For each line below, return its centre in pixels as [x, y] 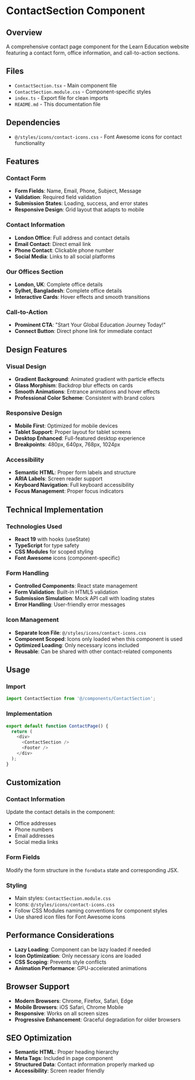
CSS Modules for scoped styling [54, 552]
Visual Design [26, 366]
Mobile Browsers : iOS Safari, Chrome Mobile [69, 1007]
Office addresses [35, 823]
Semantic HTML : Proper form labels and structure [75, 472]
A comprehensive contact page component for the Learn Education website [97, 46]
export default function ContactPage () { [57, 726]
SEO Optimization [39, 1038]
